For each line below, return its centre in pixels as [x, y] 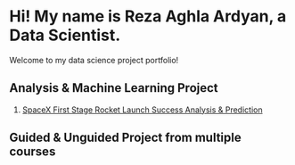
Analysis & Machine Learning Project [114, 88]
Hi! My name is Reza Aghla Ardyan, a [148, 16]
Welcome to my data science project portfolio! [94, 60]
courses [33, 152]
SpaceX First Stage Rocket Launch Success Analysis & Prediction [142, 110]
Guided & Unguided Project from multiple [126, 138]
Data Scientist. [65, 35]
